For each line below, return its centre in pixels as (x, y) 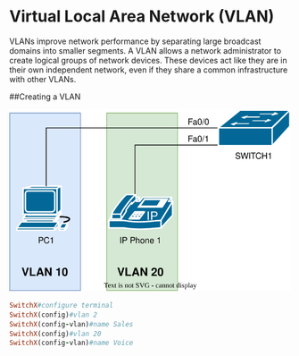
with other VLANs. (43, 79)
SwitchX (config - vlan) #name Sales (71, 324)
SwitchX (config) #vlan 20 (55, 334)
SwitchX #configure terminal (62, 305)
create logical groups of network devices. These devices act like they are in (148, 60)
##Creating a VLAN (45, 97)
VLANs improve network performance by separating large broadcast (135, 41)
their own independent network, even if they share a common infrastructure (149, 70)
